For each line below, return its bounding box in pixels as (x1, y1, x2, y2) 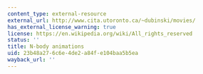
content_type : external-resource (7, 10, 107, 18)
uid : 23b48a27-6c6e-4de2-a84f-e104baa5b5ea (7, 50, 139, 57)
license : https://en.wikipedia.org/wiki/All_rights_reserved (7, 30, 193, 37)
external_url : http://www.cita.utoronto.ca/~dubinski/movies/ (7, 17, 196, 24)
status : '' (7, 37, 40, 44)
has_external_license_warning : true (7, 23, 116, 30)
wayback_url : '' (7, 56, 56, 63)
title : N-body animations (7, 43, 84, 50)
